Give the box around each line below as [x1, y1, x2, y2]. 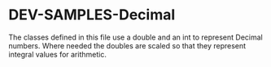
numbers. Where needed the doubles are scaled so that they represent [8, 40, 247, 50]
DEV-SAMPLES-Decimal [8, 6, 176, 24]
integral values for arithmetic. [8, 49, 107, 59]
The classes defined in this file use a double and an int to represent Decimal [8, 32, 263, 42]
